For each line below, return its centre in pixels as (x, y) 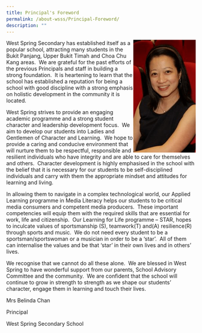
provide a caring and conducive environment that (67, 144)
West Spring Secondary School (45, 324)
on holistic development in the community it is (63, 94)
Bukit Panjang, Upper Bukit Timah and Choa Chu (66, 56)
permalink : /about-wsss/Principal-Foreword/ (63, 19)
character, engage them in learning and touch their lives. (76, 289)
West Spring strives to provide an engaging (60, 112)
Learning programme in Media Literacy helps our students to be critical (94, 201)
